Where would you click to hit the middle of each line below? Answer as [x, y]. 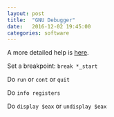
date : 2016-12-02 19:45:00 [49, 26]
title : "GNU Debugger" [41, 20]
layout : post [26, 13]
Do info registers [34, 93]
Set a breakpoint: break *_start [53, 66]
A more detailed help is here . [48, 53]
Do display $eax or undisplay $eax [57, 106]
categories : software [38, 33]
